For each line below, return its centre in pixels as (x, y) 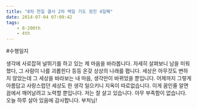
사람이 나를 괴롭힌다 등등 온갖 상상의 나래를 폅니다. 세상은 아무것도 (101, 71)
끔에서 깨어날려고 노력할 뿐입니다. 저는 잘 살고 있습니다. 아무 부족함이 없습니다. (96, 93)
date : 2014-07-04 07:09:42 (39, 17)
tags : (13, 22)
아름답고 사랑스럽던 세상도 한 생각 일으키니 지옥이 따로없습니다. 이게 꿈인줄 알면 (97, 85)
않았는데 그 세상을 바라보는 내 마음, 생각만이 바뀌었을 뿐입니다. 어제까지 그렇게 (102, 78)
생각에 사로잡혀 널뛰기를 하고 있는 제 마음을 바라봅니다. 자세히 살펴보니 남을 (93, 64)
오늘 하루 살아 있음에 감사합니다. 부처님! (52, 100)
